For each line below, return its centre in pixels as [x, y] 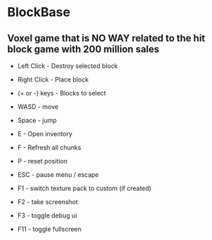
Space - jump [37, 120]
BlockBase [39, 12]
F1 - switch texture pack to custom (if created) [84, 188]
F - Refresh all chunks [49, 147]
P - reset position [42, 161]
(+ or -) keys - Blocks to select [62, 93]
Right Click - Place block [53, 79]
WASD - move [38, 107]
